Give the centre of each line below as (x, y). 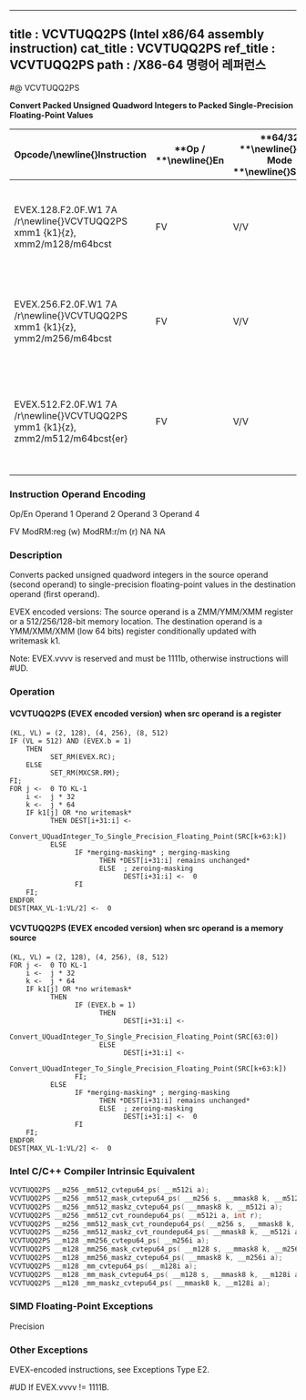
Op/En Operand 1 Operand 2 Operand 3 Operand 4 (105, 514)
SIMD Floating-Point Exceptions (82, 1306)
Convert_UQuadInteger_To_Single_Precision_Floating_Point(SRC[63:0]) (144, 1037)
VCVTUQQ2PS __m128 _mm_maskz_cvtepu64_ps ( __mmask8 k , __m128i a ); (140, 1283)
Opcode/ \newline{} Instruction (81, 154)
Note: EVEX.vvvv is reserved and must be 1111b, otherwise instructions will (149, 659)
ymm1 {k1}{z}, (45, 427)
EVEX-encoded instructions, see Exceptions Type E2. (110, 1370)
